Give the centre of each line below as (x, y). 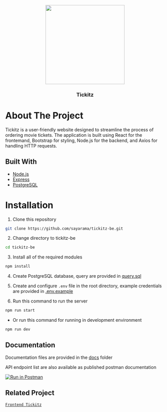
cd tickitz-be (20, 247)
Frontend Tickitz (24, 404)
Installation (29, 205)
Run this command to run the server (50, 301)
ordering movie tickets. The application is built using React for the (74, 135)
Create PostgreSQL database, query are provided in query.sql (77, 276)
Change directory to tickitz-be (44, 238)
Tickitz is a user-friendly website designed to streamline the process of (79, 129)
